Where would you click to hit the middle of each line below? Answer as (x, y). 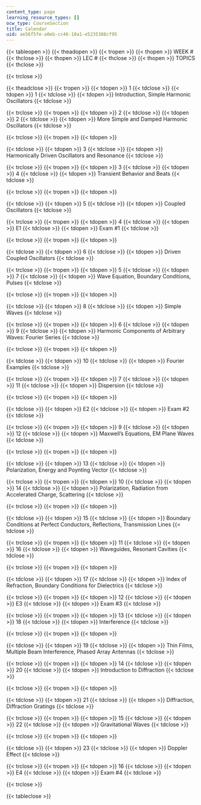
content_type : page (31, 12)
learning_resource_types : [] (43, 18)
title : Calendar (27, 29)
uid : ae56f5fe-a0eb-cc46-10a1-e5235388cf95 (62, 35)
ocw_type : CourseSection (37, 23)
